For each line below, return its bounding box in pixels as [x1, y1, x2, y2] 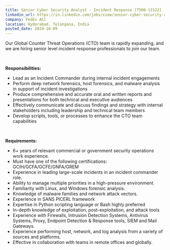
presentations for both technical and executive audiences [12, 97, 133, 103]
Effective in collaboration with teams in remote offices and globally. [12, 239, 153, 245]
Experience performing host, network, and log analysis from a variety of [12, 229, 163, 235]
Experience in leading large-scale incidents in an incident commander [12, 169, 158, 175]
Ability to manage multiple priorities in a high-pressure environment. [12, 180, 155, 186]
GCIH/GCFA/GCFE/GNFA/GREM [12, 164, 79, 170]
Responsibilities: [5, 65, 41, 72]
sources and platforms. [12, 234, 61, 240]
